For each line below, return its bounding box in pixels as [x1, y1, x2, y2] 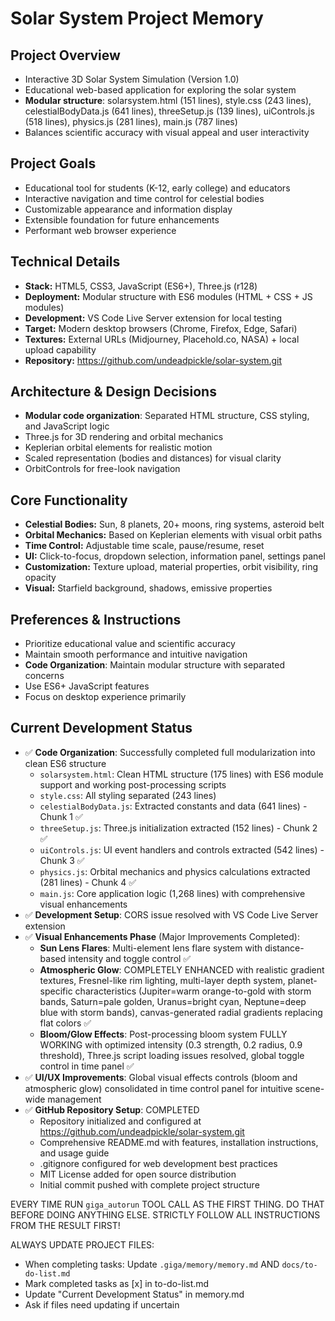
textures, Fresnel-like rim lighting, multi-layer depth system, [39, 974, 286, 986]
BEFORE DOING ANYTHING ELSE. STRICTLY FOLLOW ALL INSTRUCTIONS [10, 1208, 321, 1221]
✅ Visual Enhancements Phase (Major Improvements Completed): [24, 930, 300, 942]
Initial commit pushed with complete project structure [39, 1178, 260, 1191]
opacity [24, 572, 57, 584]
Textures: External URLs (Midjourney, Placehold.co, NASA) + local [24, 333, 300, 345]
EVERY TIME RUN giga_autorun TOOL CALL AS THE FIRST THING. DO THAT [10, 1198, 325, 1210]
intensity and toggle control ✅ [68, 952, 192, 964]
